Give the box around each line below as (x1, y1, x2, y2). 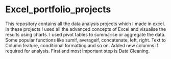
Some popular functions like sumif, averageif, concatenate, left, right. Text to (5, 37, 166, 43)
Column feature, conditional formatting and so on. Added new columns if (5, 42, 158, 48)
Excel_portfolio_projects (5, 4, 111, 15)
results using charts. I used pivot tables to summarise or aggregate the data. (5, 31, 166, 37)
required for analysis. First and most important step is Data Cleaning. (5, 48, 150, 54)
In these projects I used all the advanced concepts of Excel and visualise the (5, 26, 166, 32)
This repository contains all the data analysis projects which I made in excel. (5, 21, 165, 27)
